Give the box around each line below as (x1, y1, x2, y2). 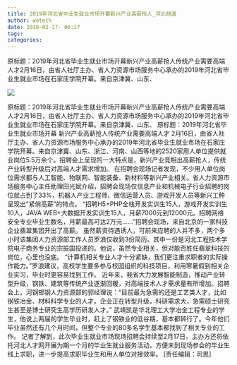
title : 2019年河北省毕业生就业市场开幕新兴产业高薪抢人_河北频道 (7, 10, 177, 18)
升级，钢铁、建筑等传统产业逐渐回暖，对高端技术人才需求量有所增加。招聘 (13, 280, 230, 288)
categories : (7, 37, 42, 44)
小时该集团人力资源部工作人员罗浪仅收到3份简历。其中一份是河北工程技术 (7, 235, 221, 244)
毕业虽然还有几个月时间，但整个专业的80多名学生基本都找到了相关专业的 (7, 323, 219, 332)
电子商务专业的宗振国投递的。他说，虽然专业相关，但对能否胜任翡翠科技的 (13, 244, 230, 253)
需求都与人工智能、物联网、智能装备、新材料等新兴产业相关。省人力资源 (13, 174, 224, 182)
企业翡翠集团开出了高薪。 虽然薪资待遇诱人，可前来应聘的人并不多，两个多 (7, 227, 226, 235)
